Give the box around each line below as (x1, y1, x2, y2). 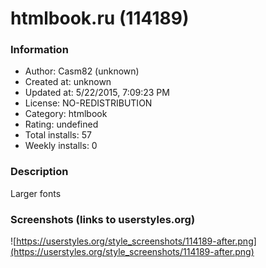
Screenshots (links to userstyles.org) (10, 212, 196, 226)
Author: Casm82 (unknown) (24, 65, 140, 77)
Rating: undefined (24, 118, 99, 131)
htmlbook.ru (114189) (10, 7, 190, 30)
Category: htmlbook (24, 108, 108, 120)
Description (10, 165, 69, 179)
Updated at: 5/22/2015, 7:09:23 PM (24, 87, 170, 99)
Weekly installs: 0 (24, 140, 98, 152)
